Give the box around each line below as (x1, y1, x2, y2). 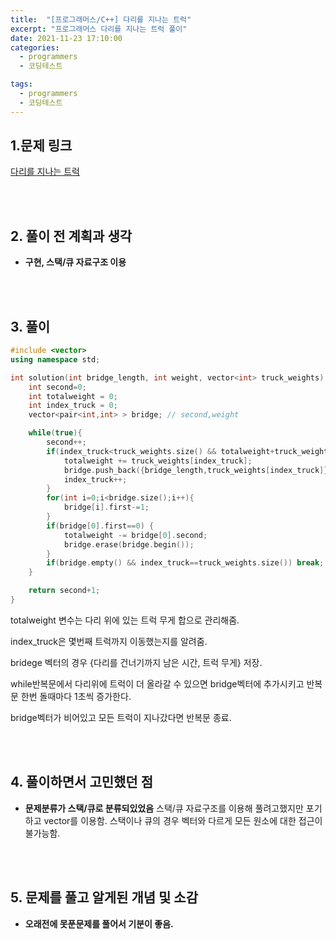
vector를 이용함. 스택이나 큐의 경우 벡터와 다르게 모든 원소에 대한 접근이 (43, 814, 323, 826)
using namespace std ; (10, 354, 101, 365)
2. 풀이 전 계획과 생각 (10, 227, 133, 245)
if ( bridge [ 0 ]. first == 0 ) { (46, 521, 155, 531)
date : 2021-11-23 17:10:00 (10, 33, 123, 43)
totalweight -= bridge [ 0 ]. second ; (63, 530, 208, 540)
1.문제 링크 (10, 137, 73, 155)
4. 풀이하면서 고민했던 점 (10, 774, 153, 791)
